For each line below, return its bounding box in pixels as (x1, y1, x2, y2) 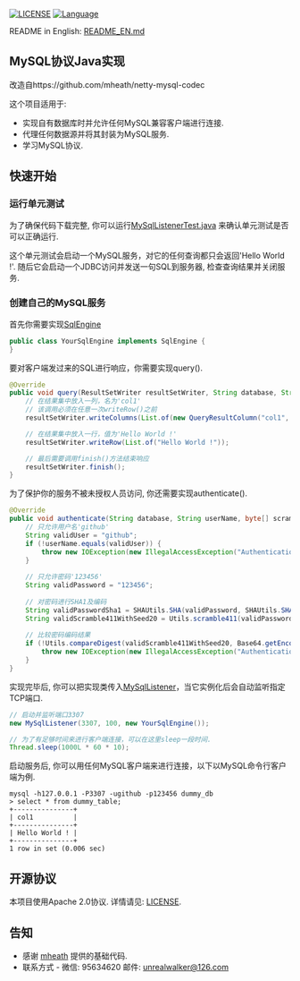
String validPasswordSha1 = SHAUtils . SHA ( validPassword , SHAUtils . (25, 605, 281, 615)
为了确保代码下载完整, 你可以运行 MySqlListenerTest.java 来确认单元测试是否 (9, 219, 289, 230)
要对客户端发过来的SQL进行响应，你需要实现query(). (9, 363, 204, 373)
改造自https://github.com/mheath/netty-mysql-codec (9, 79, 205, 90)
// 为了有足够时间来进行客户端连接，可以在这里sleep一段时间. (9, 735, 212, 744)
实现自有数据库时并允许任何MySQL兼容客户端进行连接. (21, 117, 225, 128)
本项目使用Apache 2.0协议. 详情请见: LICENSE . (9, 896, 181, 908)
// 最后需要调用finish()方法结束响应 (25, 454, 150, 463)
